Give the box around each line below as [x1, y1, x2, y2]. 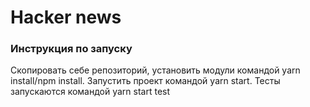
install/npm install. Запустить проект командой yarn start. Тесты [10, 75, 281, 87]
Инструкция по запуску [10, 42, 133, 56]
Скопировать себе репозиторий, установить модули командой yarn [10, 64, 301, 76]
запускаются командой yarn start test [10, 86, 171, 98]
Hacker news [10, 6, 122, 29]
